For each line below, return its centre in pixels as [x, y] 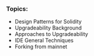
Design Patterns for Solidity [48, 22]
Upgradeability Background [48, 28]
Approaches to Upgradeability [51, 34]
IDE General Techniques [44, 41]
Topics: [17, 9]
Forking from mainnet [41, 47]
